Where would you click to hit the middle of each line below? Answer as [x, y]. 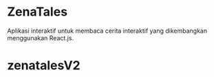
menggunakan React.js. [41, 37]
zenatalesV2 [44, 66]
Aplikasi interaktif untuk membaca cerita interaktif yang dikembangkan [107, 31]
